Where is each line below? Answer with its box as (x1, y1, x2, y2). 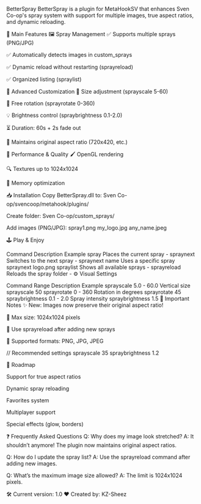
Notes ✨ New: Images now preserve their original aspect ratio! (6, 301, 164, 309)
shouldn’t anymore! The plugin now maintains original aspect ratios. (6, 442, 177, 449)
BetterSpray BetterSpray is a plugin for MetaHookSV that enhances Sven (6, 6, 189, 12)
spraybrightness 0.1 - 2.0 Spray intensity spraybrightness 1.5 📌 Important (6, 295, 189, 302)
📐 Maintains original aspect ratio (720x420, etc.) (6, 138, 128, 146)
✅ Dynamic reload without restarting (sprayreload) (6, 64, 133, 70)
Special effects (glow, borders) (6, 421, 84, 427)
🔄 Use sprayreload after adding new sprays (6, 326, 115, 333)
